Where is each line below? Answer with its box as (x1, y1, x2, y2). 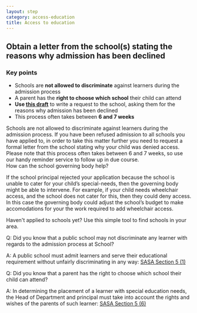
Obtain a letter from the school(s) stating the (6, 41, 173, 51)
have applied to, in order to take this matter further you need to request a (6, 137, 183, 145)
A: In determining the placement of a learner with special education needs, (6, 288, 187, 295)
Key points (6, 69, 38, 77)
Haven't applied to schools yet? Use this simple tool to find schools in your (6, 217, 187, 224)
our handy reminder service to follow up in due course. (6, 156, 139, 163)
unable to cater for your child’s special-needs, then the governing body (6, 180, 179, 187)
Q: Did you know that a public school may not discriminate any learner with (6, 234, 188, 242)
